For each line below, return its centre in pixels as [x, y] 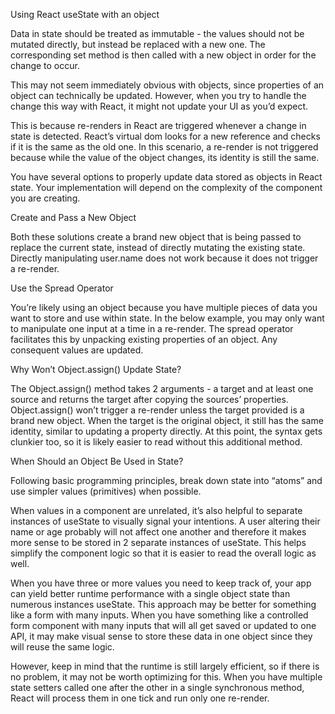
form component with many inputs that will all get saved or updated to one [163, 625]
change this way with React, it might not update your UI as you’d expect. [159, 106]
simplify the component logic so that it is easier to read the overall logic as [163, 553]
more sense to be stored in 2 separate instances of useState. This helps [158, 542]
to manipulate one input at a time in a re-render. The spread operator [152, 328]
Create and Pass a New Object [73, 217]
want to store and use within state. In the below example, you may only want [167, 318]
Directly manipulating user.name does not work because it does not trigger [164, 258]
